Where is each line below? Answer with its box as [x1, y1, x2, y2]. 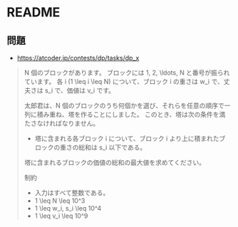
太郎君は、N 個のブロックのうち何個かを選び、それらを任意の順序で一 [24, 101, 231, 110]
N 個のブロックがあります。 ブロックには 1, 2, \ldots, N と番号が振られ [24, 68, 230, 77]
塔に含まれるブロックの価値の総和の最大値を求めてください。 [24, 158, 206, 167]
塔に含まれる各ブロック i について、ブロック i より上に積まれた [34, 134, 219, 142]
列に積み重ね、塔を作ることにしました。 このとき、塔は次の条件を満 [24, 110, 226, 118]
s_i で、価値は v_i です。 [44, 86, 115, 95]
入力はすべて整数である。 [34, 189, 110, 196]
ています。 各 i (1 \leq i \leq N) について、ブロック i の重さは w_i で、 [24, 78, 224, 85]
